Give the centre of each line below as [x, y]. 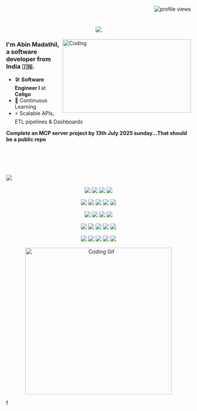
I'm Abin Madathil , [33, 45]
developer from [28, 59]
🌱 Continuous [31, 100]
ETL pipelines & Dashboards [49, 122]
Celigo [23, 95]
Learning [25, 107]
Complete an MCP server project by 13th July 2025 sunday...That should [97, 133]
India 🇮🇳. [21, 66]
